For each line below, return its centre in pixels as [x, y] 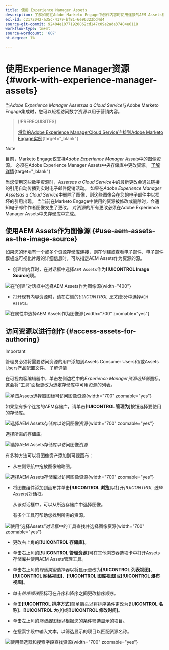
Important [15, 351]
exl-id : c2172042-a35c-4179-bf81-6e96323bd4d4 [55, 19]
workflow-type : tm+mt [28, 29]
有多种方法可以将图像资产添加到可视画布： [49, 456]
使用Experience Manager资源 [67, 69]
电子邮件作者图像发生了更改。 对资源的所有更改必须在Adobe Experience [84, 207]
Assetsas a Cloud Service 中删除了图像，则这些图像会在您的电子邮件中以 [80, 194]
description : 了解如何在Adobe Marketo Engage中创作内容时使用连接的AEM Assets [84, 15]
